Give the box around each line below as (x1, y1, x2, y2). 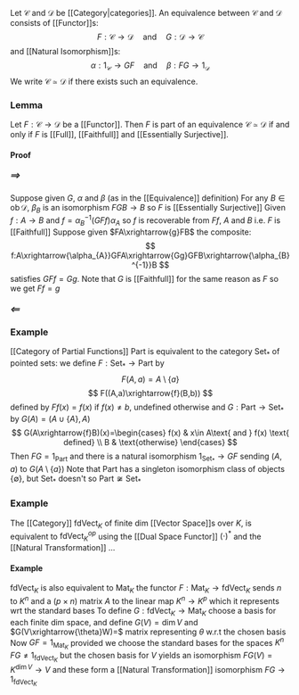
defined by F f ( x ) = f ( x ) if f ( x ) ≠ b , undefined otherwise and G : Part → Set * (10, 401, 284, 414)
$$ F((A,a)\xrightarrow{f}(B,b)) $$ (88, 387, 213, 398)
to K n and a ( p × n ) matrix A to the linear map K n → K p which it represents (10, 594, 279, 606)
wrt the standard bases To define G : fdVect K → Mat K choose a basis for (10, 605, 277, 618)
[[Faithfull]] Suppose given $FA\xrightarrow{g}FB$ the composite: (10, 227, 252, 237)
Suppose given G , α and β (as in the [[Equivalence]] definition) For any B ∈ (10, 192, 286, 203)
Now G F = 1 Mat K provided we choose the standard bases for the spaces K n (10, 635, 285, 651)
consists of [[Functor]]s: (10, 18, 99, 28)
